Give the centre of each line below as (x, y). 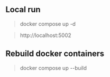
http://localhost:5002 (46, 35)
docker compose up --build (53, 68)
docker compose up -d (48, 24)
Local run (23, 10)
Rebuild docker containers (55, 54)
